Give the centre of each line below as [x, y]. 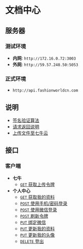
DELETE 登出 [32, 241]
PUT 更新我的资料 [37, 228]
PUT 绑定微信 [33, 222]
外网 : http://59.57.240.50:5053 [45, 64]
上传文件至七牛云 [30, 133]
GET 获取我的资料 [37, 197]
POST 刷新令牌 [34, 216]
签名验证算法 [26, 120]
